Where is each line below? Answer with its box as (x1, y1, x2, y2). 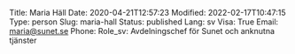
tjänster (9, 35, 37, 45)
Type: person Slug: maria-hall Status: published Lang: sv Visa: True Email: (9, 17, 279, 27)
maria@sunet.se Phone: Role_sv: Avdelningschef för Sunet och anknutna (9, 26, 276, 36)
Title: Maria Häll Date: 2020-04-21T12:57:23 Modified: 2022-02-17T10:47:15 (9, 8, 286, 17)
